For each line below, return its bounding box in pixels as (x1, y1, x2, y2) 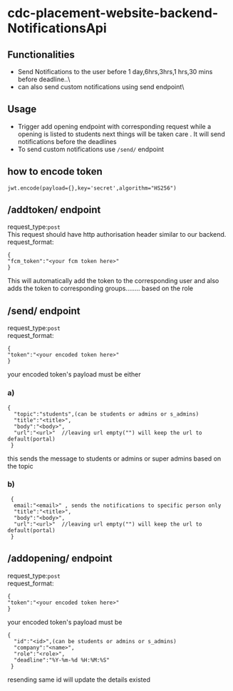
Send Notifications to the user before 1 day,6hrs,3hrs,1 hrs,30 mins (17, 68, 213, 76)
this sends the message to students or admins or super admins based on (7, 454, 222, 463)
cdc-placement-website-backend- (7, 5, 219, 21)
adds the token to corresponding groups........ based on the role (7, 284, 194, 293)
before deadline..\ (17, 75, 71, 83)
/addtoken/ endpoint (7, 204, 101, 216)
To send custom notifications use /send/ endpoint (17, 145, 165, 153)
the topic (7, 461, 33, 470)
